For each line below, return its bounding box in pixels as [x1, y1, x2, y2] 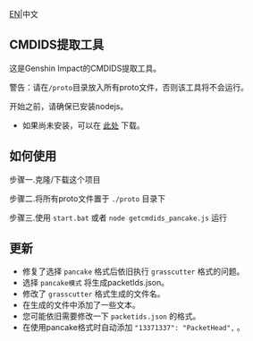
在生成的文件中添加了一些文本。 [21, 300, 140, 311]
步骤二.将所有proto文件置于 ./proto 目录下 [9, 192, 165, 204]
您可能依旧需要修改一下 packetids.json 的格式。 [21, 311, 201, 321]
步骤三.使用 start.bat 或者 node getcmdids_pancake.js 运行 [9, 212, 228, 223]
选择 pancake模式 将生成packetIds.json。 [21, 277, 170, 288]
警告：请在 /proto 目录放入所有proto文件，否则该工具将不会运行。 [9, 81, 249, 92]
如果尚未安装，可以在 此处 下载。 [21, 120, 145, 131]
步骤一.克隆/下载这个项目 [9, 174, 101, 184]
